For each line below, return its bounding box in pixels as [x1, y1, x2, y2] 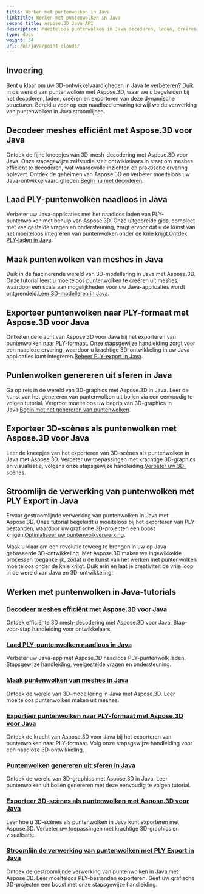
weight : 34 [6, 37, 34, 43]
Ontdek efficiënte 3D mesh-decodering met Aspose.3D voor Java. [6, 619, 172, 626]
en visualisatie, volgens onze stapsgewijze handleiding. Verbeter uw [6, 462, 176, 469]
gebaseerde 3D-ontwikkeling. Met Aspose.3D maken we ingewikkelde [6, 550, 182, 557]
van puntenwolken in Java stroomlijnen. [6, 107, 106, 115]
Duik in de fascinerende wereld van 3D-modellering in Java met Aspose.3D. [6, 271, 196, 278]
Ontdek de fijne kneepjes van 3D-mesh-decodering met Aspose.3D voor [6, 151, 188, 158]
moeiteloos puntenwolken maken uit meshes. [6, 696, 120, 704]
